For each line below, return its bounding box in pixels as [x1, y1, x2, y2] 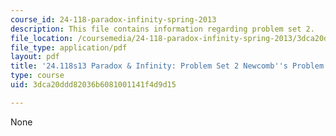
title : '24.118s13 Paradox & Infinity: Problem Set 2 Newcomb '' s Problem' [10, 61, 329, 71]
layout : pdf [10, 52, 60, 62]
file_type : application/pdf [10, 42, 128, 53]
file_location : [10, 33, 74, 43]
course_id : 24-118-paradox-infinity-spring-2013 [10, 14, 217, 25]
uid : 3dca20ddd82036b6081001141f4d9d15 [10, 80, 177, 90]
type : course [10, 71, 65, 81]
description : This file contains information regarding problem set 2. [10, 24, 315, 34]
